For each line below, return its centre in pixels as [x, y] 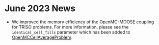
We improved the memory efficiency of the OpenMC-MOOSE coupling [83, 22]
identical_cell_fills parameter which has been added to [71, 32]
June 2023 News [40, 8]
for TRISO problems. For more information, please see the [70, 27]
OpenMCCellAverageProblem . [42, 37]
